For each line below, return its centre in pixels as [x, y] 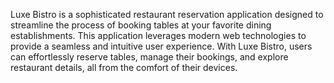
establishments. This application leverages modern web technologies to [158, 35]
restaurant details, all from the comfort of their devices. [124, 67]
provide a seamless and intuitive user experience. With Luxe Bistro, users [161, 46]
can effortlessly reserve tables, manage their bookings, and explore [149, 57]
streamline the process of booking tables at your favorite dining [141, 25]
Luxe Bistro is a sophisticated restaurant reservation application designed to [167, 14]
